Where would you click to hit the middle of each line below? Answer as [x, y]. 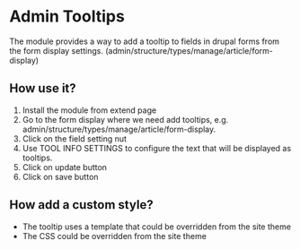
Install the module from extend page [89, 110]
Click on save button [60, 176]
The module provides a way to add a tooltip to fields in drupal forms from [145, 41]
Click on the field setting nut [75, 138]
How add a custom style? [82, 205]
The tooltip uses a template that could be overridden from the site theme [157, 227]
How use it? [43, 88]
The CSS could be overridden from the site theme [114, 236]
